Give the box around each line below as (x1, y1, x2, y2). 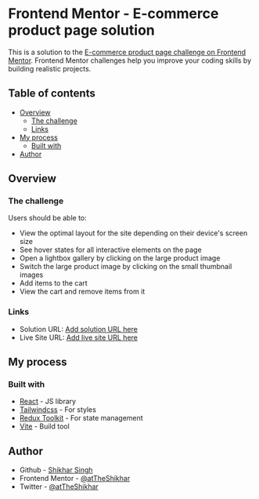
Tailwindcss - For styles (19, 405, 96, 414)
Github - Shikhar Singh (19, 465, 93, 475)
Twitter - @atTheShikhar (19, 482, 99, 491)
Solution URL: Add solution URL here (19, 324, 138, 333)
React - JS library (19, 397, 77, 406)
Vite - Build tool (19, 421, 70, 432)
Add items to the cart (19, 279, 88, 288)
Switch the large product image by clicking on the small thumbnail (19, 262, 232, 271)
